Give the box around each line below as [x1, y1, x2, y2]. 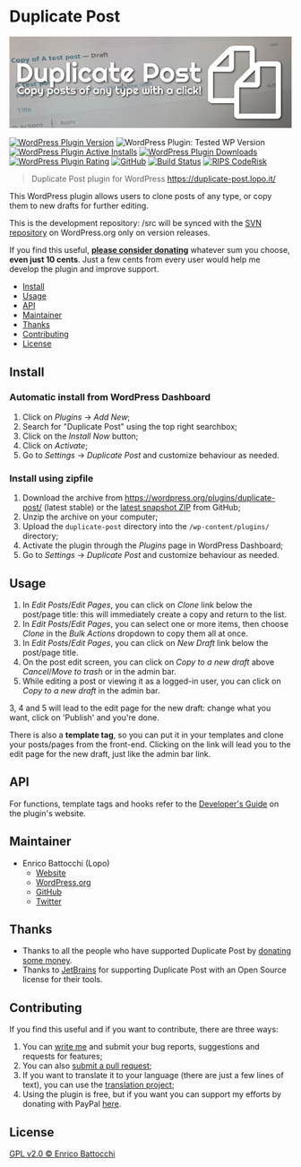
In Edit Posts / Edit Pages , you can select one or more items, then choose [21, 618, 289, 629]
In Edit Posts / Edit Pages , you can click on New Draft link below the [21, 637, 269, 648]
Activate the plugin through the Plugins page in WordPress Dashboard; [21, 540, 284, 551]
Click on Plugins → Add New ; [21, 411, 131, 422]
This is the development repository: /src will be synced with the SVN [9, 218, 262, 229]
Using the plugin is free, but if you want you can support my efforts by [21, 1089, 282, 1100]
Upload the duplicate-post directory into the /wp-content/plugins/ [21, 521, 271, 532]
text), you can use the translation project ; [21, 1079, 175, 1091]
